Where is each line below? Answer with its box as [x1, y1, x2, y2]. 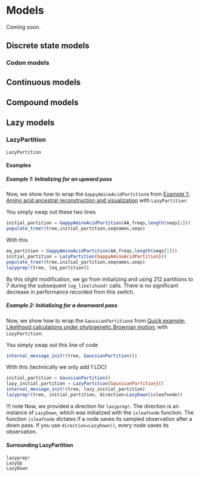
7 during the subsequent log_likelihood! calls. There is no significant [6, 282, 179, 289]
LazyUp [6, 460, 23, 466]
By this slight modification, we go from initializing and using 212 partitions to [6, 276, 193, 283]
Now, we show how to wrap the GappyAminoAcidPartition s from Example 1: [6, 191, 190, 198]
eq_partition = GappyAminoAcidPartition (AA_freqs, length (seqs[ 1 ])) [6, 248, 178, 254]
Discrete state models [6, 41, 90, 51]
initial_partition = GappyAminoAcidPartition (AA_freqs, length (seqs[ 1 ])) [6, 220, 191, 226]
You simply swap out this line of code [6, 341, 99, 348]
